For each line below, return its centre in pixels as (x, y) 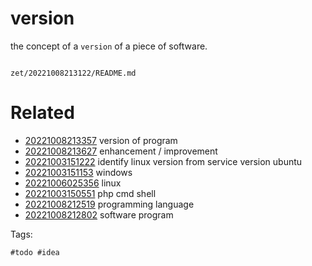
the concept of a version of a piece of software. (109, 46)
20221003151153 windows (78, 172)
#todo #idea (35, 252)
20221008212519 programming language (109, 204)
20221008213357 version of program (101, 140)
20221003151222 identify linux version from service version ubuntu (163, 161)
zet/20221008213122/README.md (73, 73)
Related (42, 113)
